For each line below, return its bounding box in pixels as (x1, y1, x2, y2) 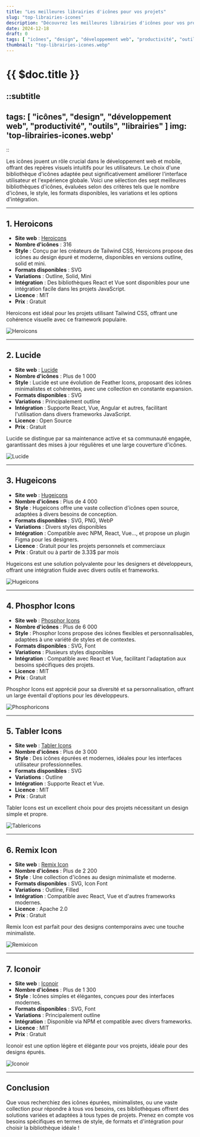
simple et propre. (6, 811, 48, 818)
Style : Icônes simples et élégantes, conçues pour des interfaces (14, 992, 174, 1000)
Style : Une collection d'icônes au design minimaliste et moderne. (14, 874, 177, 881)
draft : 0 (6, 31, 28, 37)
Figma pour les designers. (14, 535, 79, 543)
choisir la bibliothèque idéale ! (6, 1124, 80, 1131)
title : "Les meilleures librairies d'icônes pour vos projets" (6, 8, 167, 15)
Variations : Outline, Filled (14, 886, 79, 893)
